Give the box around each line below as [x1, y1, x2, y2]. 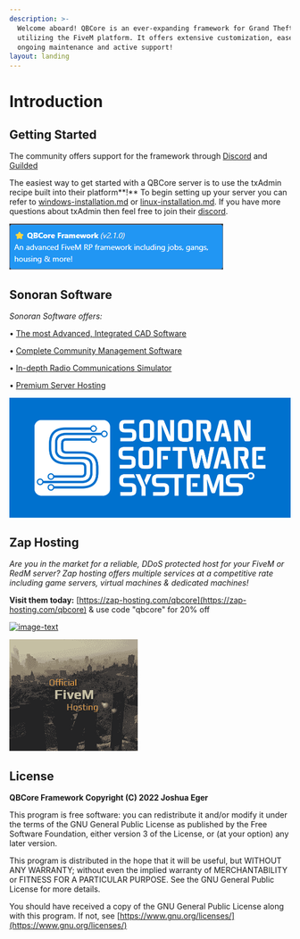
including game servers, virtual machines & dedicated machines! [9, 578, 249, 588]
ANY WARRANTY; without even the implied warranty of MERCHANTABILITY [9, 865, 288, 876]
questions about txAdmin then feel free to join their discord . [9, 206, 229, 217]
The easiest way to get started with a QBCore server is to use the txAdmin [9, 178, 282, 188]
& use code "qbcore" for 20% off [88, 604, 210, 615]
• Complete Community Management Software [9, 345, 183, 356]
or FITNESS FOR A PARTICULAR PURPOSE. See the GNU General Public [9, 875, 275, 885]
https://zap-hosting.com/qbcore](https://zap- [79, 594, 247, 606]
